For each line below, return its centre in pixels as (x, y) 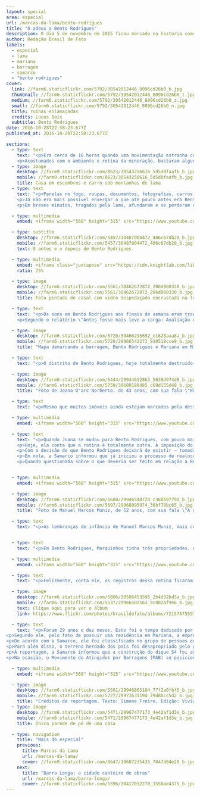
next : (24, 767)
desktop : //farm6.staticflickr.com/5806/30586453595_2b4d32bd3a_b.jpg (106, 597)
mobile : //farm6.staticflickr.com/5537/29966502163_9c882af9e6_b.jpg (105, 603)
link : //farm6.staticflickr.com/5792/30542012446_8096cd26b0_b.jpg (97, 89)
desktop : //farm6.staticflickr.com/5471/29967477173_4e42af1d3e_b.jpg (106, 712)
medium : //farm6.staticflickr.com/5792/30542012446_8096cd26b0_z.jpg (99, 100)
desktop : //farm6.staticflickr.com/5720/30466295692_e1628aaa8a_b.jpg (106, 336)
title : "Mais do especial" (50, 740)
